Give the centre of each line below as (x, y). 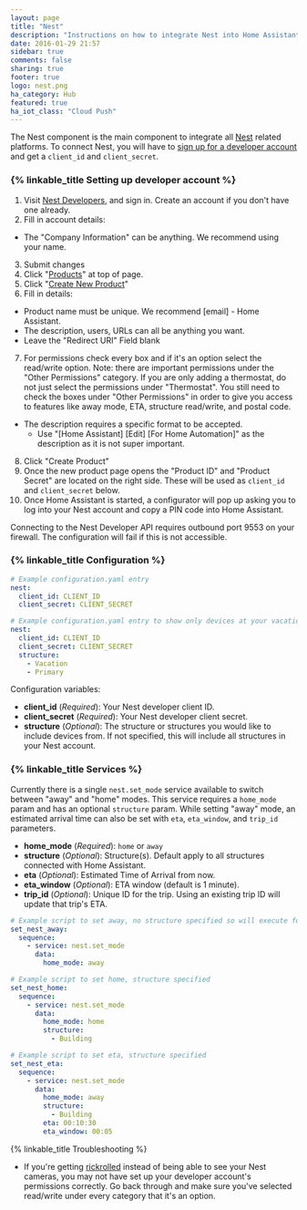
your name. (45, 246)
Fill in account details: (64, 219)
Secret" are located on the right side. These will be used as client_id (154, 481)
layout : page (35, 18)
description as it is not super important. (111, 443)
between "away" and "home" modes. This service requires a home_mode (143, 799)
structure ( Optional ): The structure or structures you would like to (147, 727)
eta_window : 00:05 (78, 1132)
